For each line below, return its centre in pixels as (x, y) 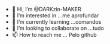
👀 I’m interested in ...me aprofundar (55, 15)
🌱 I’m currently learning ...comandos (56, 22)
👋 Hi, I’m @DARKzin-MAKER (47, 9)
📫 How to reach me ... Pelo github (54, 35)
